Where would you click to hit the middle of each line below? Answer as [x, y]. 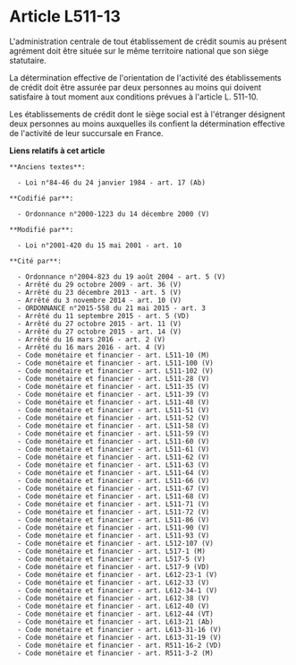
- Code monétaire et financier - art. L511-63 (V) [114, 465]
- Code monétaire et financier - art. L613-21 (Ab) [116, 622]
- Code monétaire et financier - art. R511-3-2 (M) [116, 653]
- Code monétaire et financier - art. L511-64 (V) [114, 472]
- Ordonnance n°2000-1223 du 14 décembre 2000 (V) [114, 214]
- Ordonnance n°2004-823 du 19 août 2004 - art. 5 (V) [122, 276]
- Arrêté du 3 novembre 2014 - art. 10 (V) [99, 300]
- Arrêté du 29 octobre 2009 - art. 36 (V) [99, 284]
